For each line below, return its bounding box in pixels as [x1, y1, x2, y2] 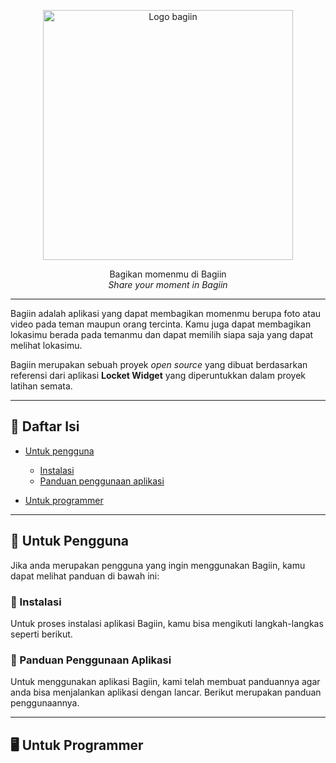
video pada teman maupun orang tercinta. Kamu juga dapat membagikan [10, 318, 312, 330]
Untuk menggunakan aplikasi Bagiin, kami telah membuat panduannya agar [10, 676, 321, 688]
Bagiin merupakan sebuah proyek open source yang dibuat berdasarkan [10, 359, 308, 370]
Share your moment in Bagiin [108, 279, 228, 290]
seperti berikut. [10, 628, 73, 640]
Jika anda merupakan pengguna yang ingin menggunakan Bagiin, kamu [10, 559, 306, 571]
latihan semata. [10, 380, 73, 392]
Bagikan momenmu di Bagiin [109, 268, 227, 280]
